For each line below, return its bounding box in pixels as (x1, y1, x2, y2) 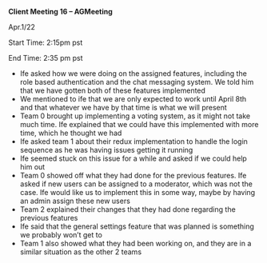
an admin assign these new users (19, 196, 130, 205)
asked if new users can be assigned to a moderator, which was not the (19, 179, 253, 189)
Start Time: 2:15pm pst (8, 38, 83, 47)
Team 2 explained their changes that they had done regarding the (19, 205, 236, 214)
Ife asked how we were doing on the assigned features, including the (19, 69, 248, 78)
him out (19, 162, 46, 171)
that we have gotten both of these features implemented (19, 86, 206, 95)
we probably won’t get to (19, 230, 102, 239)
